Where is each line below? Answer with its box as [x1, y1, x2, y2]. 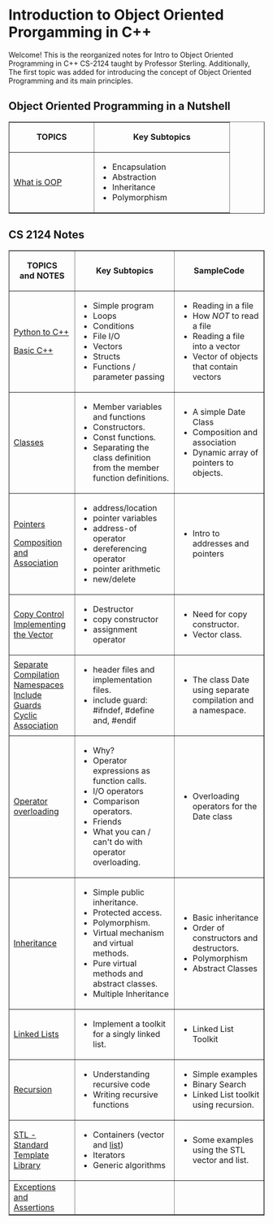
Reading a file [192, 330, 245, 342]
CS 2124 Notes [8, 228, 85, 242]
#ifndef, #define [93, 704, 155, 716]
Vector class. [192, 629, 242, 640]
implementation [93, 673, 153, 685]
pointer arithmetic [93, 563, 161, 574]
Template [13, 1149, 50, 1161]
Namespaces [13, 679, 64, 690]
